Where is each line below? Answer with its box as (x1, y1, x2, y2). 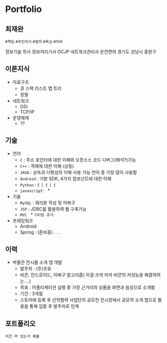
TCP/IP (20, 109, 35, 115)
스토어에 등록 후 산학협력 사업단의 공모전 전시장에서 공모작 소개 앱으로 (20, 297, 157, 303)
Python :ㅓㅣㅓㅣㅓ (20, 182, 57, 188)
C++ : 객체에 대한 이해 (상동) (20, 163, 74, 169)
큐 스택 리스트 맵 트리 (20, 85, 62, 91)
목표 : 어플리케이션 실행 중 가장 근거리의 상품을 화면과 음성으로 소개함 (20, 284, 155, 290)
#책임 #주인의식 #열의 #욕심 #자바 (5, 39, 63, 44)
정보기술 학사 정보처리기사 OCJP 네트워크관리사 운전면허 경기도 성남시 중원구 (5, 49, 156, 55)
